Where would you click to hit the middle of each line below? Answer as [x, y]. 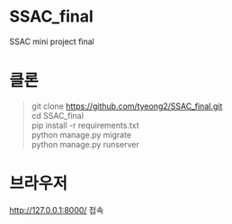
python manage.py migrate [81, 134]
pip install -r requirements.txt [85, 125]
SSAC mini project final [52, 41]
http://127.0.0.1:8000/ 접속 [57, 210]
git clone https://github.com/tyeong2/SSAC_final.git [127, 106]
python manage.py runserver [85, 144]
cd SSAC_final [57, 115]
